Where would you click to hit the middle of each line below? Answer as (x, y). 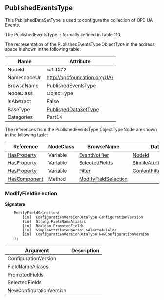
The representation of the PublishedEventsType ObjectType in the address (80, 44)
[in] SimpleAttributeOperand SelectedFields (70, 230)
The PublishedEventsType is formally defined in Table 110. (63, 34)
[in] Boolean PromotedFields (53, 226)
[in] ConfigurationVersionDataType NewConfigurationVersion (86, 234)
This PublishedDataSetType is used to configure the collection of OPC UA (79, 20)
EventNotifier (94, 155)
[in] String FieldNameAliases (54, 222)
